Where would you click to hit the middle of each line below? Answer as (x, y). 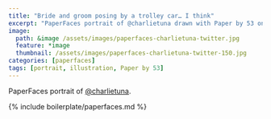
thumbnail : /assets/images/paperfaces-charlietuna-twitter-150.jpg (131, 53)
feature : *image (43, 46)
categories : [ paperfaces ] (52, 61)
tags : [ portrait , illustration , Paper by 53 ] (86, 68)
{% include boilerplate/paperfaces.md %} (78, 106)
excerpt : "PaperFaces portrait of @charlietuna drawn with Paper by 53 (131, 23)
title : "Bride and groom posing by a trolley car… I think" (112, 16)
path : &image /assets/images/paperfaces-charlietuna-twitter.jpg (128, 38)
